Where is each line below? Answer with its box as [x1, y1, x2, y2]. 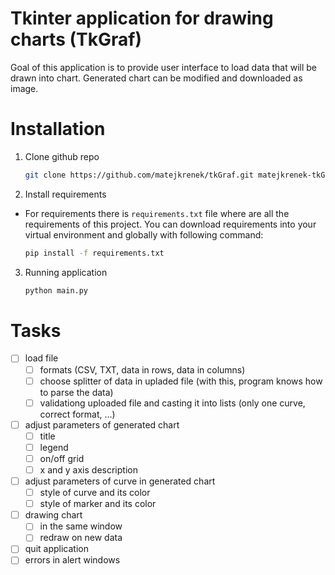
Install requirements [24, 188, 107, 200]
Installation [10, 118, 106, 141]
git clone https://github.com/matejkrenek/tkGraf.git [24, 170, 254, 180]
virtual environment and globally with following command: [24, 228, 264, 241]
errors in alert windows [24, 554, 121, 566]
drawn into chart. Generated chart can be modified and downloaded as [10, 72, 303, 84]
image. [10, 82, 39, 94]
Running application [24, 266, 108, 278]
